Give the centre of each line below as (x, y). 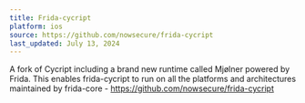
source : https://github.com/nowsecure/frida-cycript (112, 35)
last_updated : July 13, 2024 (65, 43)
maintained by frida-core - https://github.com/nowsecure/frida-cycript (142, 88)
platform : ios (36, 26)
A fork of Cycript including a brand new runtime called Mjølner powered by (150, 69)
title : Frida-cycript (51, 18)
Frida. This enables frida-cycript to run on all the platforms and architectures (153, 79)
